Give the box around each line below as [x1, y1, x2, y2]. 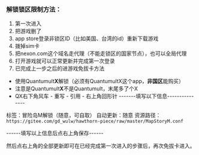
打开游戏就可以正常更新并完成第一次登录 [14, 57, 115, 65]
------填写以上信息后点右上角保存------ [6, 130, 104, 137]
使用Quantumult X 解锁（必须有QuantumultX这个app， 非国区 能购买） [14, 78, 185, 85]
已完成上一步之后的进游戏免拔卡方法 [14, 65, 105, 72]
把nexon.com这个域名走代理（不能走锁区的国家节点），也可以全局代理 [14, 50, 187, 57]
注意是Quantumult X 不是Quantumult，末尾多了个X [14, 85, 138, 92]
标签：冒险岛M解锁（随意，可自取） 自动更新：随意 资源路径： [6, 112, 161, 119]
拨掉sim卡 [14, 42, 40, 50]
